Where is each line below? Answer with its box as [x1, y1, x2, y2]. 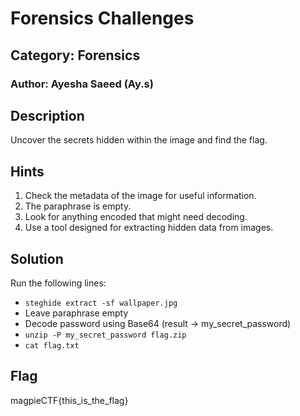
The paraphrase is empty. [24, 200, 132, 212]
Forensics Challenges [10, 7, 195, 30]
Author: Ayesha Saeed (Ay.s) [10, 77, 154, 91]
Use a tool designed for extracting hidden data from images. [24, 222, 274, 234]
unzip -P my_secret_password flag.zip [24, 330, 187, 340]
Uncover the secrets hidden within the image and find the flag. [10, 134, 268, 146]
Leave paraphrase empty [24, 307, 129, 319]
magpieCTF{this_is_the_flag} [10, 394, 129, 406]
